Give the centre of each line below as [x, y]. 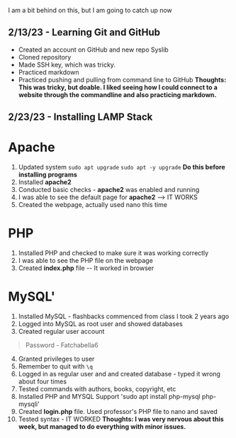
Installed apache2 [45, 182]
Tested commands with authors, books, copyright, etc [97, 389]
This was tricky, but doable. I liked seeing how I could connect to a [118, 87]
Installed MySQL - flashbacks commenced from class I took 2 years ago [124, 316]
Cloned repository [45, 57]
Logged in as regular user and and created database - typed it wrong [119, 374]
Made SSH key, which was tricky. [67, 64]
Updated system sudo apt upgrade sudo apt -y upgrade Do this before [122, 167]
